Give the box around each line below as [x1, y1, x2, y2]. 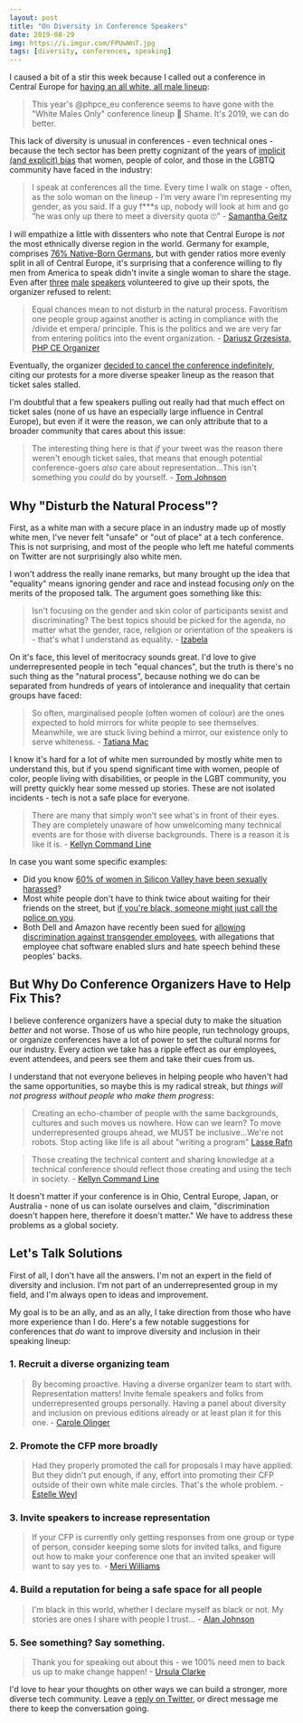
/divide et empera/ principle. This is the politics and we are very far [31, 323, 282, 335]
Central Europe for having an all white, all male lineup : [9, 81, 210, 92]
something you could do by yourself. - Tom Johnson [31, 472, 227, 483]
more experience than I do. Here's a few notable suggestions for [9, 1316, 250, 1327]
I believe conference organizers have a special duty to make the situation [9, 1015, 282, 1026]
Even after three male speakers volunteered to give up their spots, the [9, 277, 270, 288]
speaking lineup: [9, 1335, 71, 1346]
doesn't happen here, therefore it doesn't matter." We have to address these [9, 1209, 293, 1221]
